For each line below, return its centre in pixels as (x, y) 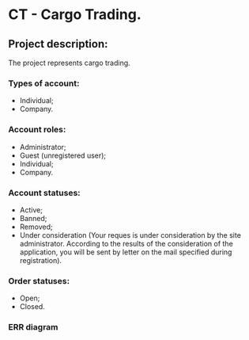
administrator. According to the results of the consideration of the (126, 243)
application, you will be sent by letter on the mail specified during (126, 252)
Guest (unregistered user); (63, 155)
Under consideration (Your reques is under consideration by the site (130, 235)
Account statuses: (44, 193)
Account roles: (37, 130)
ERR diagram (33, 327)
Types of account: (44, 83)
